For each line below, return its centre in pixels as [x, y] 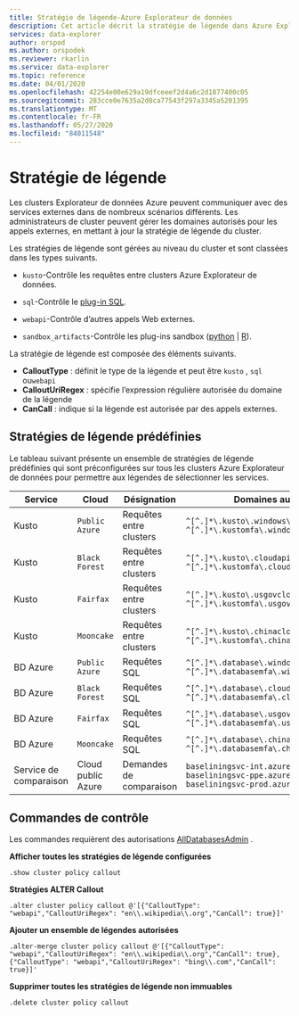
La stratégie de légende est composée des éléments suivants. [123, 353]
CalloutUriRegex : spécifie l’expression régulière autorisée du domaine [152, 390]
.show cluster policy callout [65, 873]
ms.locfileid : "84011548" [57, 134]
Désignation [149, 499]
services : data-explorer [55, 34]
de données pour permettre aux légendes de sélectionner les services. [139, 477]
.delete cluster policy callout [69, 1003]
